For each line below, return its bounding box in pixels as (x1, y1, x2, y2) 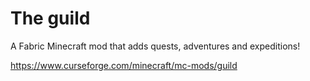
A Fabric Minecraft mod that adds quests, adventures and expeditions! (10, 40, 301, 52)
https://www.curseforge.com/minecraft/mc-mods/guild (10, 59, 238, 71)
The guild (10, 7, 91, 30)
